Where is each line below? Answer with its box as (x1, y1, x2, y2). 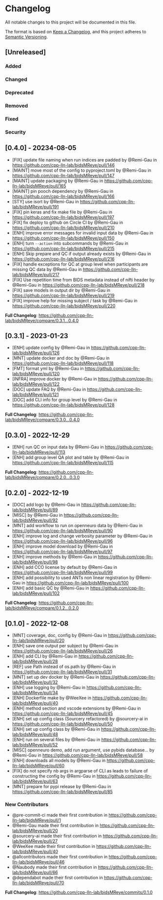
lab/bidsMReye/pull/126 (12, 350, 60, 356)
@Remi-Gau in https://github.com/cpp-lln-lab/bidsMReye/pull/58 (12, 752, 143, 758)
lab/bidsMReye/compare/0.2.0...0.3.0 (5, 475, 80, 480)
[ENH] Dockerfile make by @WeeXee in (12, 695, 92, 701)
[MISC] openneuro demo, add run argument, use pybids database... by (12, 747, 155, 753)
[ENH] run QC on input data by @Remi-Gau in (12, 444, 104, 450)
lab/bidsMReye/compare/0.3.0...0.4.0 (5, 417, 80, 423)
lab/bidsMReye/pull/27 (12, 838, 58, 844)
